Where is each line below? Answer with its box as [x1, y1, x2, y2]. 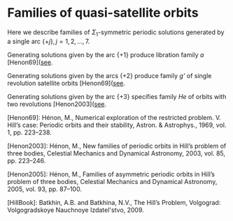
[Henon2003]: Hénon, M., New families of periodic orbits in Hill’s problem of [7, 142, 227, 150]
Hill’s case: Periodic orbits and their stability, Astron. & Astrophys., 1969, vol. [7, 121, 227, 129]
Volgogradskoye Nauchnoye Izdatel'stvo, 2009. [7, 206, 145, 214]
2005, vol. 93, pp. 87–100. [7, 185, 83, 193]
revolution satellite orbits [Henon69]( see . [7, 79, 126, 87]
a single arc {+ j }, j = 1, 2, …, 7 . [7, 37, 90, 45]
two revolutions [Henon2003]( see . [7, 100, 107, 108]
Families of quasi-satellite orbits [7, 5, 199, 21]
